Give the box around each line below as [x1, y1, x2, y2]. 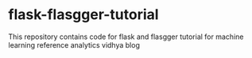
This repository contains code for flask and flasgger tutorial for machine [8, 32, 244, 41]
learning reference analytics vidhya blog [8, 40, 141, 49]
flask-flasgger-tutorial [8, 6, 159, 24]
